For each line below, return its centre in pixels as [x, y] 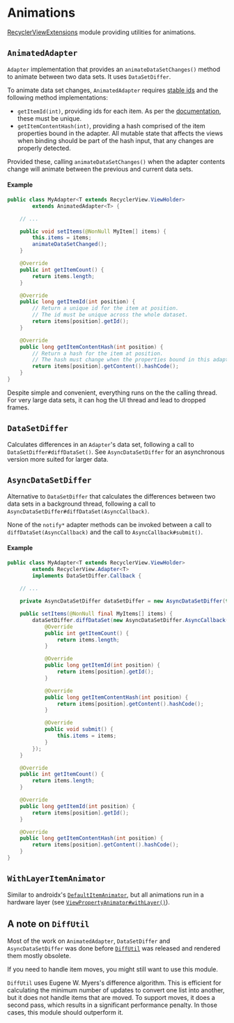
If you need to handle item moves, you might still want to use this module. [112, 969]
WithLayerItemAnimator [56, 879]
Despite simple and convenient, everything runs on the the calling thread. [112, 393]
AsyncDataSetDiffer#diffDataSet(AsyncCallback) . [78, 511]
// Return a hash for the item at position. [98, 354]
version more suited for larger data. [58, 459]
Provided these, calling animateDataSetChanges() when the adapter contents [116, 161]
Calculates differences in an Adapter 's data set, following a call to [101, 444]
